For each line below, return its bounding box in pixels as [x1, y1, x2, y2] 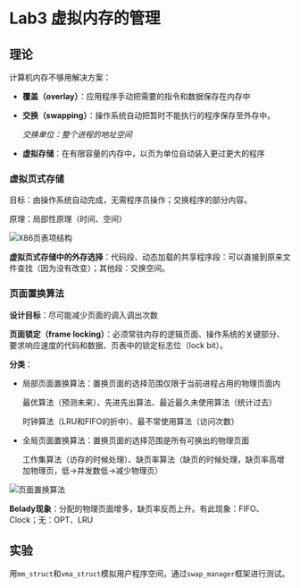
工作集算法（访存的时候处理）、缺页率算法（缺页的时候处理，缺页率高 [21, 454, 277, 464]
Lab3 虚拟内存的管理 [9, 8, 161, 29]
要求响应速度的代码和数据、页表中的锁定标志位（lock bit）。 [9, 339, 228, 350]
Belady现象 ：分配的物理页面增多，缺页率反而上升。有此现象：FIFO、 [9, 503, 264, 514]
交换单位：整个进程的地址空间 [21, 129, 132, 140]
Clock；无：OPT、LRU [9, 514, 94, 524]
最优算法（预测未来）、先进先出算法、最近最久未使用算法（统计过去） [21, 396, 277, 407]
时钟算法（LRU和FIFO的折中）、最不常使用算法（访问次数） [21, 415, 239, 426]
